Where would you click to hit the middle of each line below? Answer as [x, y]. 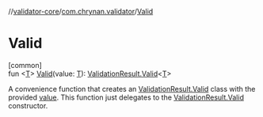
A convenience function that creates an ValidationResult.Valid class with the [132, 89]
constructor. [28, 105]
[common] [25, 65]
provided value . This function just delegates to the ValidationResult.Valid [126, 97]
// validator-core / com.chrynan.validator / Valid [81, 11]
